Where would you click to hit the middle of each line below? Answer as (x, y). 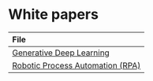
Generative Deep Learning (61, 53)
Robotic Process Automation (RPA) (76, 65)
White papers (53, 15)
